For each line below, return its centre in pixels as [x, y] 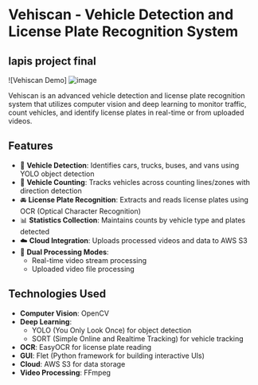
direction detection [51, 191]
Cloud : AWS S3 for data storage [72, 363]
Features [31, 146]
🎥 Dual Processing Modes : [64, 252]
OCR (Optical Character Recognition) [80, 211]
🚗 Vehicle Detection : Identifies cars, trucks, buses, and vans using [129, 165]
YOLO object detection [57, 174]
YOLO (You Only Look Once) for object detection [111, 330]
